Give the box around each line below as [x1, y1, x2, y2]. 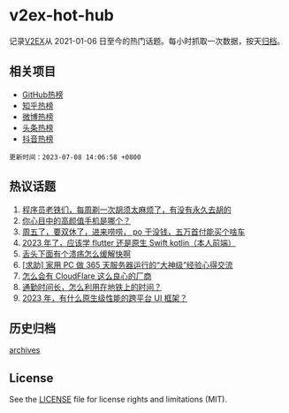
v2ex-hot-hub [9, 5, 115, 26]
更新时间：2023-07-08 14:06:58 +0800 [9, 152, 141, 162]
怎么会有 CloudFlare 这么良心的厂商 [21, 271, 152, 281]
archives [9, 345, 41, 356]
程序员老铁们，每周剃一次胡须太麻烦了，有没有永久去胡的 [21, 204, 232, 215]
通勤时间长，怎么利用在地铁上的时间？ [21, 281, 162, 292]
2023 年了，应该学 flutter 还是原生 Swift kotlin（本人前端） [21, 237, 236, 248]
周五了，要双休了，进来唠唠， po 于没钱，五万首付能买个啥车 [21, 226, 246, 237]
